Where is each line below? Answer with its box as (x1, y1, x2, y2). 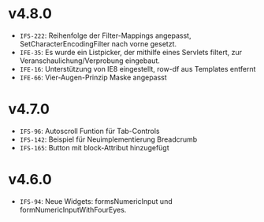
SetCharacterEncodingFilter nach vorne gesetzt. (19, 39, 177, 48)
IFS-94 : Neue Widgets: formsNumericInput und (19, 196, 173, 205)
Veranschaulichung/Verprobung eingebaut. (19, 56, 160, 65)
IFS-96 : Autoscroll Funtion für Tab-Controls (19, 126, 160, 135)
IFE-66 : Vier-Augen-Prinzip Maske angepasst (19, 72, 167, 82)
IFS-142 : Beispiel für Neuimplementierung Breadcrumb (19, 135, 198, 144)
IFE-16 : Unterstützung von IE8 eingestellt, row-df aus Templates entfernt (19, 64, 256, 73)
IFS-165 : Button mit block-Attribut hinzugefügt (19, 142, 169, 152)
